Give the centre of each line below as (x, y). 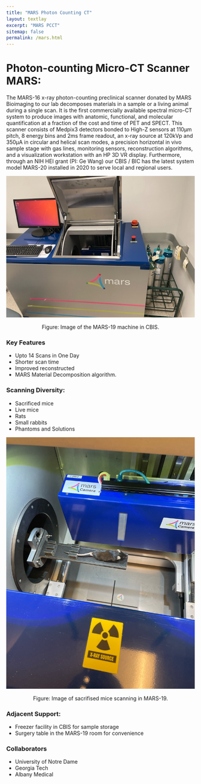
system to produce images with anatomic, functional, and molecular (90, 117)
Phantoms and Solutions (45, 429)
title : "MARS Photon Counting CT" (49, 13)
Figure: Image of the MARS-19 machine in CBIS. (100, 327)
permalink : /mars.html (34, 38)
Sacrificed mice (34, 403)
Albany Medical (34, 774)
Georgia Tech (31, 768)
